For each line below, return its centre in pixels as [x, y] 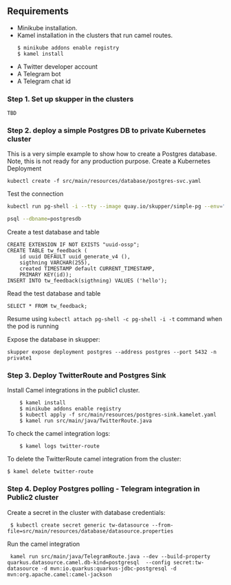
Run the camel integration [44, 544]
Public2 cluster [33, 498]
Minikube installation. [47, 27]
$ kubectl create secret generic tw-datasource [79, 525]
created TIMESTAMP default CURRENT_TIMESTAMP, [87, 269]
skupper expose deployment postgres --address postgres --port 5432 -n [112, 352]
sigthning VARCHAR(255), [55, 263]
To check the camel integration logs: [59, 434]
